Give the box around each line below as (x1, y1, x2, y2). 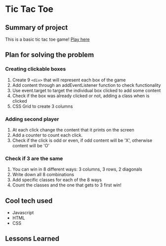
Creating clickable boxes (5, 65, 66, 72)
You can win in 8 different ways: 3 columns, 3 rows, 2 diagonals (12, 166, 142, 172)
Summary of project (5, 23, 68, 32)
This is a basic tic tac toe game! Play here (5, 36, 90, 42)
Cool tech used (5, 196, 53, 205)
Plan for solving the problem (5, 51, 94, 59)
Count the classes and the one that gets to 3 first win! (12, 182, 122, 188)
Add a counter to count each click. (12, 132, 83, 138)
